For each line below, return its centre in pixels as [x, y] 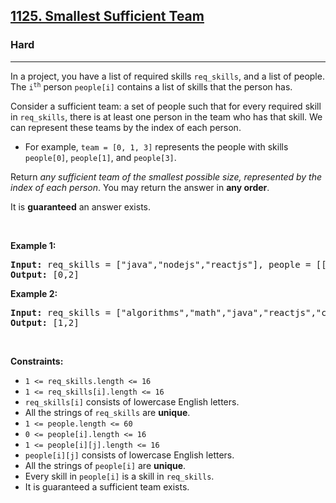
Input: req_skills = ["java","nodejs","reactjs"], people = [161, 264]
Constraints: [37, 361]
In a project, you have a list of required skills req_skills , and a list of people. [167, 76]
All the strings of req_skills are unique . [107, 412]
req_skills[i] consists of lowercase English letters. [132, 401]
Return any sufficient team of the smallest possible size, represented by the [166, 176]
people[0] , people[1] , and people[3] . [100, 157]
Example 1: [33, 245]
